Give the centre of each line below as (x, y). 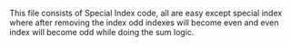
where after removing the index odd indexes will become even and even (144, 23)
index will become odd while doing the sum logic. (102, 32)
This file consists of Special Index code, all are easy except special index (146, 13)
